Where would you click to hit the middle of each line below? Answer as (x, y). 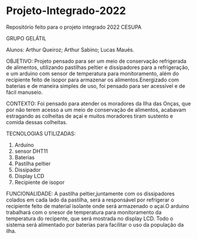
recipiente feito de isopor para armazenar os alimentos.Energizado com (93, 80)
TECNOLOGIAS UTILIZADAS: (41, 134)
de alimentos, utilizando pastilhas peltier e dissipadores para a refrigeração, (98, 67)
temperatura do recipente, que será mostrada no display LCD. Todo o (90, 218)
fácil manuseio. (24, 92)
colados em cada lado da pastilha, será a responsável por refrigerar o (90, 200)
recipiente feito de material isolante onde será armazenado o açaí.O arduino (98, 206)
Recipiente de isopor (40, 182)
